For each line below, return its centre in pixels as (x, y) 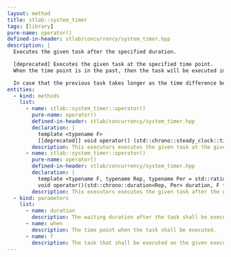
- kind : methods (36, 96)
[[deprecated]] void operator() (84, 141)
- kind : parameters (41, 198)
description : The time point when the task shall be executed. (124, 230)
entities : (21, 89)
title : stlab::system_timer (47, 20)
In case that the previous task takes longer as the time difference (115, 83)
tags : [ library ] (30, 26)
